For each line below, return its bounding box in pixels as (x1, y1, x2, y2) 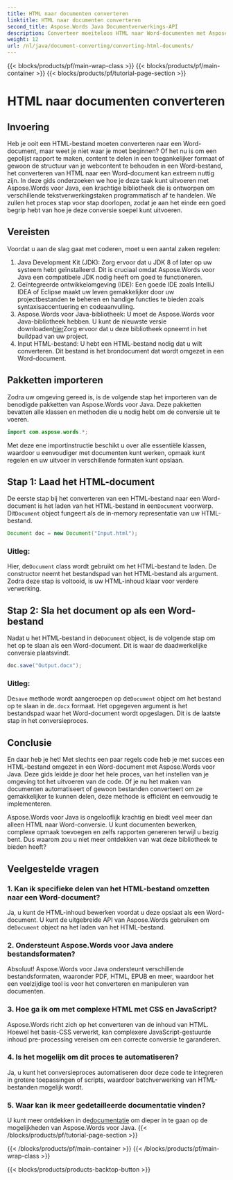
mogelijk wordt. (39, 1083, 84, 1091)
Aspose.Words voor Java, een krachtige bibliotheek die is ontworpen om (7, 184, 215, 192)
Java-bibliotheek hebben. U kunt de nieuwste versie (17, 317, 167, 326)
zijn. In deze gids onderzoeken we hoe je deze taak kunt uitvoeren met (7, 177, 209, 184)
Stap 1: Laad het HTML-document (7, 476, 155, 488)
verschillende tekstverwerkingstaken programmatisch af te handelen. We (7, 191, 216, 199)
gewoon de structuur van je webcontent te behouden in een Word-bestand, (7, 161, 223, 170)
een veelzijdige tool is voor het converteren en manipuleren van (7, 980, 189, 988)
